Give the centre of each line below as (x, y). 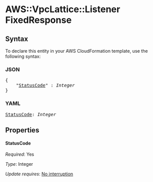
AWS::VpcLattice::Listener (63, 9)
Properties (22, 130)
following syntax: (23, 56)
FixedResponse (39, 20)
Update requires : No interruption (39, 174)
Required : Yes (20, 154)
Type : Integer (19, 164)
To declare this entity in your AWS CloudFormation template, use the (76, 51)
